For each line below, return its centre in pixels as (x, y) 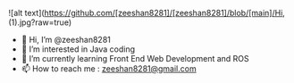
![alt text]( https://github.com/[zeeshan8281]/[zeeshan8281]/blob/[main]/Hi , (147, 13)
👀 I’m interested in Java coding (78, 49)
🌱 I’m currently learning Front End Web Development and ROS (135, 58)
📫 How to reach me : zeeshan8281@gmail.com (109, 69)
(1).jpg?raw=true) (40, 22)
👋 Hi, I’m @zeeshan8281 (66, 40)
